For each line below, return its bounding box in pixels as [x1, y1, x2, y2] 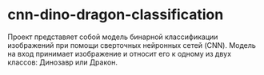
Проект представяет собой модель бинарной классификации [7, 32, 218, 41]
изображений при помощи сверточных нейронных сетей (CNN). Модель [7, 40, 257, 49]
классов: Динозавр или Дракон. [7, 57, 118, 67]
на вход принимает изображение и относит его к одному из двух [7, 49, 232, 58]
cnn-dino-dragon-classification [7, 6, 224, 24]
